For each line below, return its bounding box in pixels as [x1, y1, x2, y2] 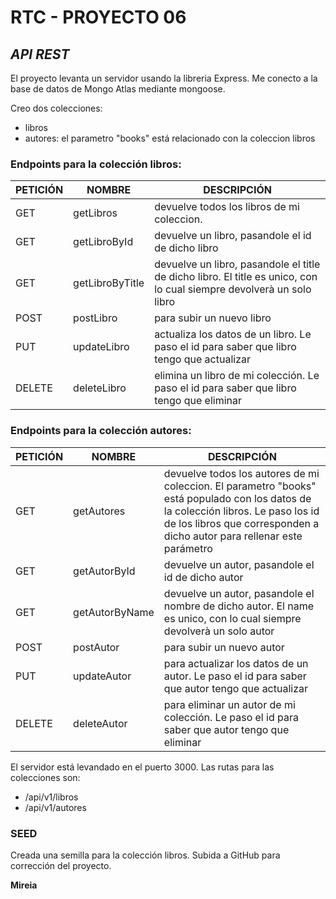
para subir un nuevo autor [163, 640, 285, 654]
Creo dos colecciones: [10, 102, 103, 114]
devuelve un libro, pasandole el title [154, 257, 321, 271]
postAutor [73, 640, 120, 654]
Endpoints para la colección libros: [10, 157, 182, 171]
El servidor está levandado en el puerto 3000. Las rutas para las [10, 761, 275, 773]
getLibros [73, 206, 118, 220]
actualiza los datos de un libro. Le [154, 327, 312, 341]
